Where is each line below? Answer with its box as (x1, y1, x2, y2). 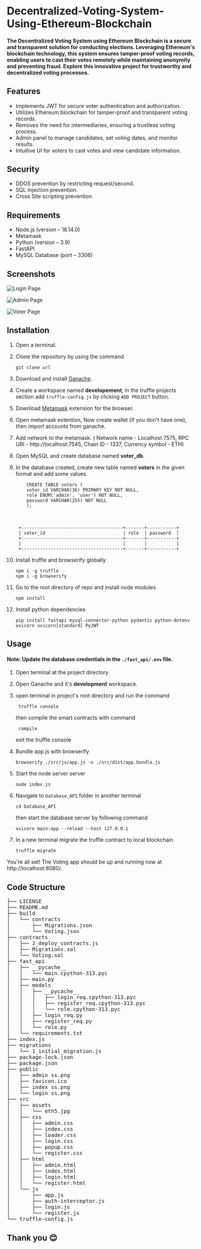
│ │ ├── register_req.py (7, 1018, 92, 1025)
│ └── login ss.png (7, 1090, 71, 1097)
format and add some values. (15, 470, 88, 477)
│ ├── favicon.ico (7, 1078, 68, 1085)
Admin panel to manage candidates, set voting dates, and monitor (15, 134, 178, 141)
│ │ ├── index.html (7, 1167, 77, 1175)
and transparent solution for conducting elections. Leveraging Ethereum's (7, 43, 195, 50)
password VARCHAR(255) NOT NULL (26, 497, 107, 503)
